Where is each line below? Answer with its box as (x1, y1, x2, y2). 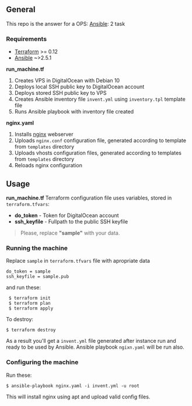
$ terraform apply (8, 305, 54, 312)
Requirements (6, 35, 47, 43)
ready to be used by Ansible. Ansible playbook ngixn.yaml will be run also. (6, 343, 185, 350)
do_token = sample (6, 269, 51, 274)
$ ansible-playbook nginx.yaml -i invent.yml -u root (6, 383, 140, 388)
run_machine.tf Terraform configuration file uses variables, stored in (6, 194, 172, 201)
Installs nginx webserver (14, 131, 74, 138)
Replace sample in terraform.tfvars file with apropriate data (6, 257, 151, 264)
